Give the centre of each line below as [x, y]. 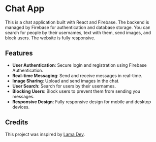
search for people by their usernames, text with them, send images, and [78, 32]
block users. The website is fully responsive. [50, 38]
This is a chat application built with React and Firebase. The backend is [77, 22]
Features [19, 53]
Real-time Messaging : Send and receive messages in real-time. [77, 75]
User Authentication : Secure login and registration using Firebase [79, 65]
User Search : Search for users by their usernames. [64, 86]
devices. [21, 107]
